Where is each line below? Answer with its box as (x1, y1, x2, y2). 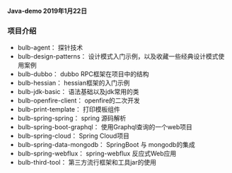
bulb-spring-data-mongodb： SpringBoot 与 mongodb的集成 (17, 140, 196, 148)
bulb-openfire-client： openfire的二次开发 (17, 96, 140, 105)
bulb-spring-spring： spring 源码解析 (17, 114, 127, 122)
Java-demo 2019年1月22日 (7, 6, 87, 15)
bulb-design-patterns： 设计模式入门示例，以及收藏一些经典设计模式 (17, 52, 219, 60)
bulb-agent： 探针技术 (17, 43, 83, 52)
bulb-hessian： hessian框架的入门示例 (17, 78, 130, 87)
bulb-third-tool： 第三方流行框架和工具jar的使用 (17, 157, 157, 166)
